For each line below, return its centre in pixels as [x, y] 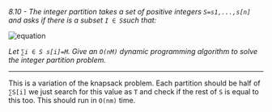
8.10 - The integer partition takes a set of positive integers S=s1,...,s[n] [130, 12]
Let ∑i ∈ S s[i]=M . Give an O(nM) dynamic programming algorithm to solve [133, 51]
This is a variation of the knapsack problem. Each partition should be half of [134, 83]
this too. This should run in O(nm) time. [72, 100]
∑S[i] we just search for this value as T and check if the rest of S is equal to [134, 91]
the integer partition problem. [57, 60]
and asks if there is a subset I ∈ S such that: [83, 20]
